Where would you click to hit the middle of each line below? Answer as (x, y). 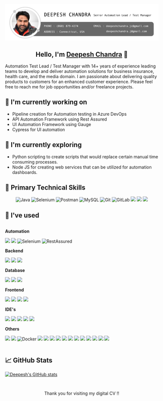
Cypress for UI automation (38, 129)
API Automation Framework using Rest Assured (59, 119)
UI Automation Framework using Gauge (52, 124)
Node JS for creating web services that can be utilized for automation (82, 167)
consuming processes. (35, 162)
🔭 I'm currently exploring (43, 145)
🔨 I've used (22, 215)
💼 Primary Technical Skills (45, 188)
